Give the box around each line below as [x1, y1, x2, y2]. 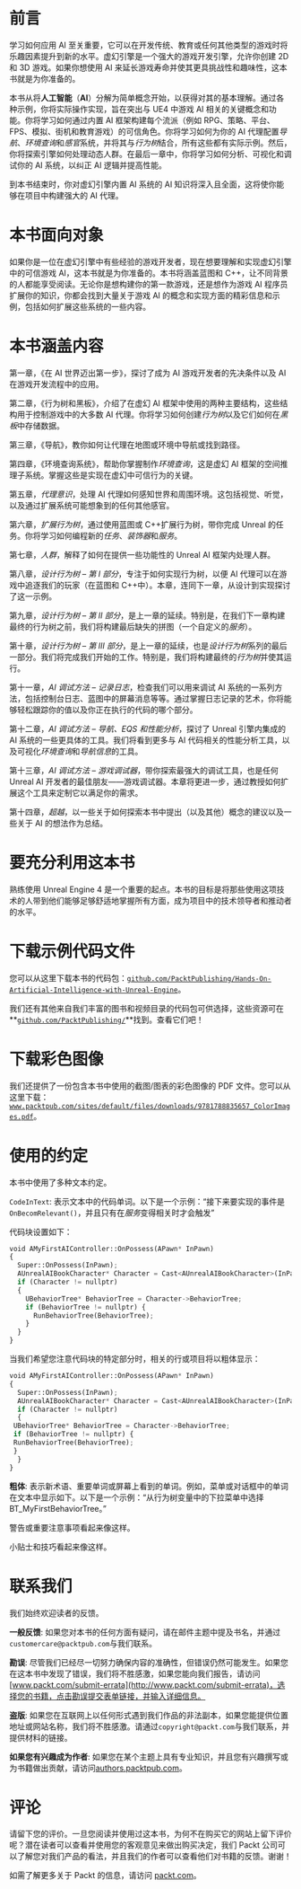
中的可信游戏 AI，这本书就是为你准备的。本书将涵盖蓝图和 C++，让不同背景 [9, 267, 289, 278]
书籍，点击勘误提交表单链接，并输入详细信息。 [32, 1690, 206, 1701]
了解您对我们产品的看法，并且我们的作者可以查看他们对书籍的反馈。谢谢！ [16, 1851, 292, 1862]
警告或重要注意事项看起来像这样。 [9, 1522, 135, 1532]
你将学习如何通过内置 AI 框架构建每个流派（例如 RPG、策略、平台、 [24, 114, 275, 126]
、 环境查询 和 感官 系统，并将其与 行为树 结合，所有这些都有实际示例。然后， [17, 137, 292, 148]
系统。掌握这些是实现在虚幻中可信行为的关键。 [24, 469, 198, 481]
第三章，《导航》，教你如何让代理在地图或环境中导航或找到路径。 [9, 439, 245, 450]
